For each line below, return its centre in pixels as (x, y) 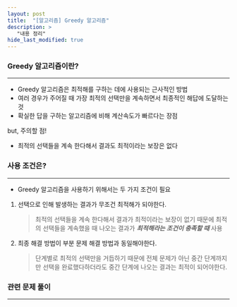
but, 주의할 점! (27, 131)
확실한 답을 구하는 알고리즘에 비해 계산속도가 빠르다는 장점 (98, 116)
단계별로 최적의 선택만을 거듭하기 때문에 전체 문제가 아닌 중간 (119, 258)
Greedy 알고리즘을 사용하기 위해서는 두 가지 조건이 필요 (94, 189)
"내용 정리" (31, 34)
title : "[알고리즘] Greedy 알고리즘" (58, 20)
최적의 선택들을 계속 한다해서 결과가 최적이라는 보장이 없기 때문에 (124, 219)
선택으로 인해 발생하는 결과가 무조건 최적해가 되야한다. (92, 204)
